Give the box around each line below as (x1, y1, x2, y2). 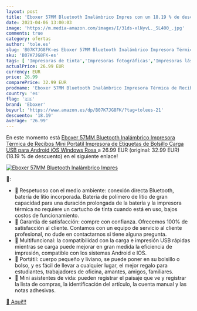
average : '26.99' (6, 118, 49, 124)
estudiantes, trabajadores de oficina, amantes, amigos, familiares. (14, 268, 174, 275)
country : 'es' (6, 91, 41, 96)
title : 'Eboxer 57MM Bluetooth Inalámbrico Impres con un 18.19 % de (6, 14, 180, 20)
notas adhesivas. (14, 287, 56, 294)
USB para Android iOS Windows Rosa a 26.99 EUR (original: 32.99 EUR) (6, 146, 180, 153)
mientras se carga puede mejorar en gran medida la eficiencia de (14, 243, 172, 250)
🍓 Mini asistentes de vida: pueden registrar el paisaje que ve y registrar (14, 275, 186, 282)
